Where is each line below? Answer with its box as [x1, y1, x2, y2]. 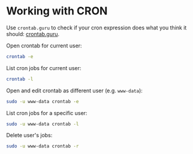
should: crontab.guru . [6, 30, 60, 37]
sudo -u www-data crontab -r [6, 143, 79, 149]
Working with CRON [6, 4, 108, 18]
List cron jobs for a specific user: [6, 109, 88, 116]
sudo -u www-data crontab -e [6, 98, 79, 104]
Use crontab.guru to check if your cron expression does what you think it [6, 24, 187, 31]
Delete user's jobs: [6, 132, 53, 139]
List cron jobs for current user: [6, 64, 82, 71]
